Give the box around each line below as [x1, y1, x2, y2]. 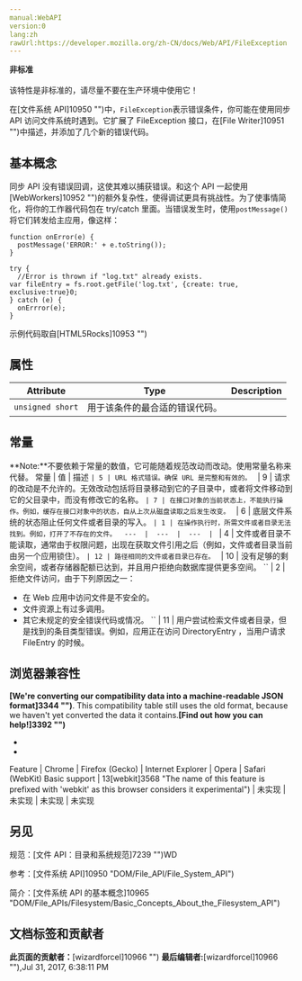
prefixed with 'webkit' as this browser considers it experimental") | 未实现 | [9, 784, 286, 795]
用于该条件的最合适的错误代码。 [86, 401, 223, 414]
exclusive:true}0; [9, 288, 78, 297]
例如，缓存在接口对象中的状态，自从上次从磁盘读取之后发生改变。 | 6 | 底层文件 [22, 505, 285, 516]
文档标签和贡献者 [9, 926, 104, 941]
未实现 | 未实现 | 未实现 [9, 795, 95, 805]
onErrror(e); [17, 303, 67, 313]
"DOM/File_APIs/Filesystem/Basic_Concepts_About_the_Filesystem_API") [9, 897, 280, 909]
